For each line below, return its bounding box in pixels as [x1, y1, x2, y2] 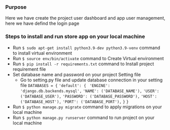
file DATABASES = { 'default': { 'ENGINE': [20, 82, 111, 88]
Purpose [5, 4, 27, 11]
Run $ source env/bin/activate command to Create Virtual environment [12, 55, 164, 61]
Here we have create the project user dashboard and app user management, [5, 15, 165, 21]
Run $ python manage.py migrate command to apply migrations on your [12, 104, 162, 110]
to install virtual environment [12, 50, 73, 56]
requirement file [12, 66, 46, 72]
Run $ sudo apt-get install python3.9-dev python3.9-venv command [12, 45, 160, 51]
